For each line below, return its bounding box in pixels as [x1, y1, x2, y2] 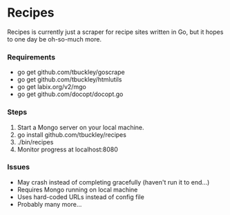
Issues [7, 162, 30, 172]
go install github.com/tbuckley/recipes [17, 130, 126, 139]
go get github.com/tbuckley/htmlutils [17, 75, 122, 84]
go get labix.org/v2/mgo [17, 83, 86, 91]
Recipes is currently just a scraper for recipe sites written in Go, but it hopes [7, 28, 224, 36]
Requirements [7, 52, 56, 62]
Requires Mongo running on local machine [17, 185, 138, 194]
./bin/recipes [17, 138, 54, 146]
